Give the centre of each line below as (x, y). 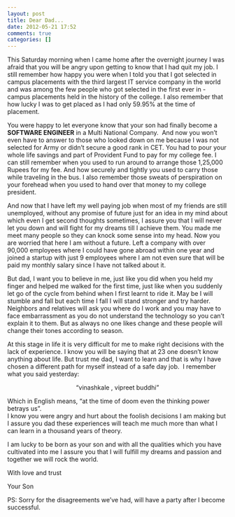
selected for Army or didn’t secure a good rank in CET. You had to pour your (117, 148)
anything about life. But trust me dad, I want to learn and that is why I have (114, 359)
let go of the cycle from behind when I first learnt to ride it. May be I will (110, 294)
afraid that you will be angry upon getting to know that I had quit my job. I (113, 67)
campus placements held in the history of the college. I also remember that (115, 97)
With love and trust (34, 473)
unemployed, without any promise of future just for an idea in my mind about (117, 213)
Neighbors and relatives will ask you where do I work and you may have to (114, 309)
